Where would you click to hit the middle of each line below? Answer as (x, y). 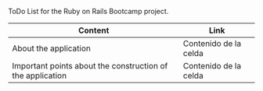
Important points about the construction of (90, 66)
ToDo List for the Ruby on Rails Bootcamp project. (88, 11)
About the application (52, 48)
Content (94, 30)
